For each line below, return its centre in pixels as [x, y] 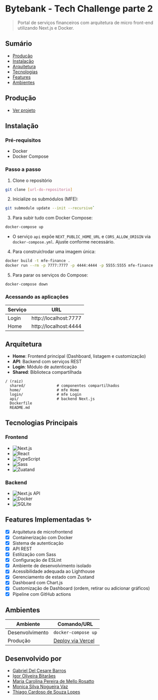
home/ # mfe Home [44, 390]
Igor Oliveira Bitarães [34, 676]
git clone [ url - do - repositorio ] [39, 189]
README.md [20, 408]
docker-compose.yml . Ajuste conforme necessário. [63, 242]
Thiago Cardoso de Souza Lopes [46, 692]
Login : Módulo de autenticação [45, 367]
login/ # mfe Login [45, 395]
